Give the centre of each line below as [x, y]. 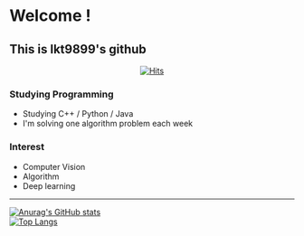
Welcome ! [50, 16]
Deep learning [49, 185]
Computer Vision [54, 166]
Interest [27, 147]
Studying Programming [62, 94]
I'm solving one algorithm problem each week [108, 124]
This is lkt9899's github [78, 49]
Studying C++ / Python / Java [78, 114]
